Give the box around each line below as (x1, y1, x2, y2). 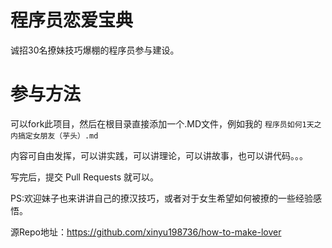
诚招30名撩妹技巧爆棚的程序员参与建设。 (10, 44, 180, 56)
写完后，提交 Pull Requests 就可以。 (10, 171, 160, 183)
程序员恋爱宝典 (10, 9, 134, 32)
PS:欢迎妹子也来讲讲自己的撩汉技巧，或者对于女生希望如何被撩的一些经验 (10, 192, 313, 204)
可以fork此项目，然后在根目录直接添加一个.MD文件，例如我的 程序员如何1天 (10, 117, 315, 130)
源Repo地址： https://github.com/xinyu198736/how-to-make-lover (10, 226, 282, 238)
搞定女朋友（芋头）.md (17, 131, 99, 141)
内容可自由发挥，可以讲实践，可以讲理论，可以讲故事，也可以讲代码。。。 (10, 149, 308, 161)
